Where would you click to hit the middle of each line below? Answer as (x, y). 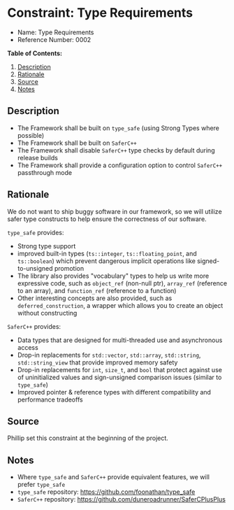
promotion (69, 268)
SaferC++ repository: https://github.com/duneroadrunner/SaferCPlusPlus (121, 500)
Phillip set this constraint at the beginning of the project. (88, 438)
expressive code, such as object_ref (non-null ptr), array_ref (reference (122, 283)
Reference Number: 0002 (54, 39)
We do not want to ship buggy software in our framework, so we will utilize (115, 211)
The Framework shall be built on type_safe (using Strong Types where (118, 128)
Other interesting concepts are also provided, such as (95, 298)
